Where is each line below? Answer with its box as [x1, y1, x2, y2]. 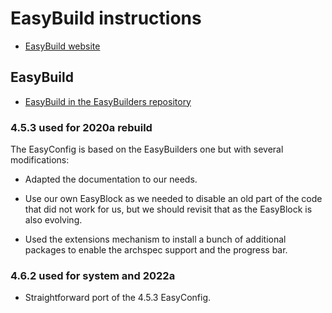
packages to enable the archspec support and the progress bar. [24, 244, 288, 256]
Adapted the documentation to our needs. [24, 173, 198, 186]
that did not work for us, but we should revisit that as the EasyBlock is [24, 203, 313, 216]
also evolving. [24, 214, 83, 226]
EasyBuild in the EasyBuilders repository [24, 95, 192, 107]
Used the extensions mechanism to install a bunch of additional [24, 233, 287, 246]
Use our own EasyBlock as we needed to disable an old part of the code [24, 193, 323, 205]
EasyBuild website [24, 40, 101, 52]
